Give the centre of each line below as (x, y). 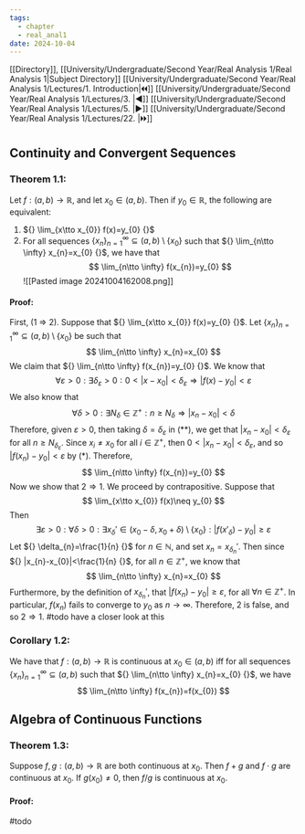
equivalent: (31, 212)
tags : (20, 18)
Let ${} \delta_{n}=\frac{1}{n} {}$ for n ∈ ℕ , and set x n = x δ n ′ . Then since (147, 548)
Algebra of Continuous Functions (106, 719)
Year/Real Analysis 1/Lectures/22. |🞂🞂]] (81, 119)
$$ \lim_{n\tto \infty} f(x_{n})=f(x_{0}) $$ (153, 691)
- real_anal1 (42, 35)
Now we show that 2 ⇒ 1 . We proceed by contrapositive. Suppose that (142, 487)
